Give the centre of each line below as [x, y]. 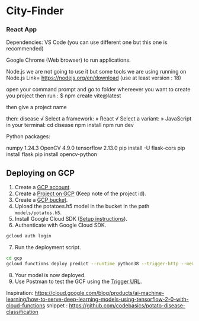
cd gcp [14, 258]
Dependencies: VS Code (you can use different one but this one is [87, 42]
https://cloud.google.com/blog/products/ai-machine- [99, 293]
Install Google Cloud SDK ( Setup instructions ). [71, 219]
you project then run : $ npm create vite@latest [64, 96]
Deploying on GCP [41, 173]
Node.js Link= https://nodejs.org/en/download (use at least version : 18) [94, 78]
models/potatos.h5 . [38, 212]
